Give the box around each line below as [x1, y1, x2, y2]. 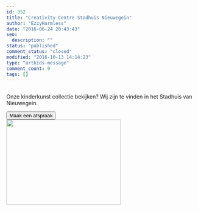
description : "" [12, 37, 53, 43]
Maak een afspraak [9, 112, 53, 119]
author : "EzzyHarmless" [6, 20, 67, 26]
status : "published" [6, 43, 59, 49]
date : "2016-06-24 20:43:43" [6, 26, 80, 32]
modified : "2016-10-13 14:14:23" [6, 54, 91, 60]
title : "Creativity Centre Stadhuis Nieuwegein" [6, 15, 132, 21]
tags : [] [6, 71, 29, 77]
